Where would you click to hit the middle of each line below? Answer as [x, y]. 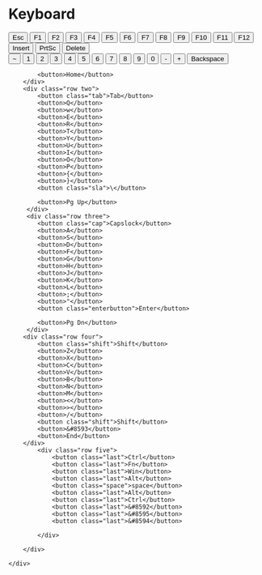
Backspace [208, 59]
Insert [21, 48]
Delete [76, 48]
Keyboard [42, 14]
